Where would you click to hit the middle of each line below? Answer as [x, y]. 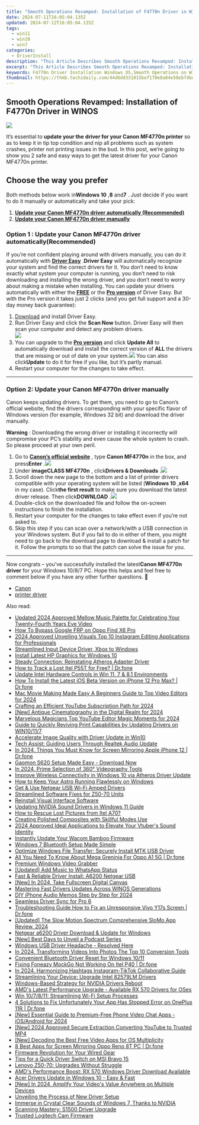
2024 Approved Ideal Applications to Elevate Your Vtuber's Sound [95, 826]
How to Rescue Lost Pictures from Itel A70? [68, 813]
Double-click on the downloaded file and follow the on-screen [90, 503]
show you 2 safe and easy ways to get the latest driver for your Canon [92, 155]
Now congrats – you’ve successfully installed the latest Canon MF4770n [94, 564]
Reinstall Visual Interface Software [57, 800]
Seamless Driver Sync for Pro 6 [53, 901]
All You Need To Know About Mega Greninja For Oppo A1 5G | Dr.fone [99, 857]
